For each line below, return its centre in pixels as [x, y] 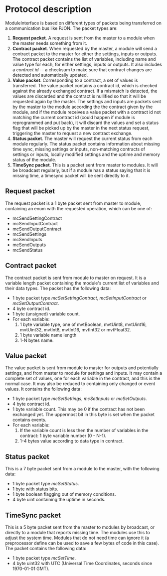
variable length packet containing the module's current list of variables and [82, 283]
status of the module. [34, 159]
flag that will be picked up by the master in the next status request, [81, 128]
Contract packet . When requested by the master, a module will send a [84, 48]
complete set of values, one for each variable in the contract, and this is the [83, 378]
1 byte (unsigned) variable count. [46, 314]
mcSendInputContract [35, 223]
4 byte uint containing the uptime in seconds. [59, 500]
